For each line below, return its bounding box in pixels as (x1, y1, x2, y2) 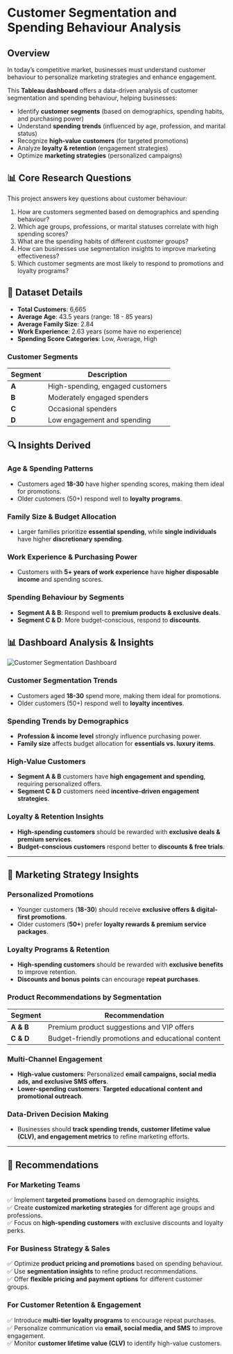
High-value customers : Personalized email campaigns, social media (17, 1070, 216, 1079)
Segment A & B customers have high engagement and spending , (17, 772, 206, 781)
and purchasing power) (17, 114, 85, 123)
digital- (196, 905, 218, 914)
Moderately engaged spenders (48, 392, 149, 402)
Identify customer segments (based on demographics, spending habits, (17, 107, 224, 115)
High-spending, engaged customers (48, 381, 168, 391)
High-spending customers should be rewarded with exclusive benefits (17, 960, 224, 969)
